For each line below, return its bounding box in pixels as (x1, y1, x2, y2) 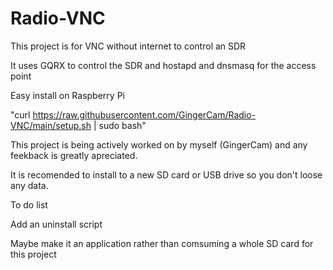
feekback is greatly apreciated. (10, 149, 138, 161)
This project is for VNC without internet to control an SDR (10, 40, 247, 52)
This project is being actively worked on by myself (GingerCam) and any (10, 138, 308, 151)
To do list (10, 198, 48, 211)
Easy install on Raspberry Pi (10, 89, 125, 101)
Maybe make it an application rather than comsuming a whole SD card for (10, 237, 314, 249)
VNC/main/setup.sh (10, 119, 92, 131)
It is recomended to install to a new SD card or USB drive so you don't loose (10, 168, 323, 181)
